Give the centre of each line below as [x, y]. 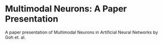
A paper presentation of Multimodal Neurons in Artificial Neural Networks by [81, 32]
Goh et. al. [15, 37]
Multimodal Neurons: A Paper [66, 9]
